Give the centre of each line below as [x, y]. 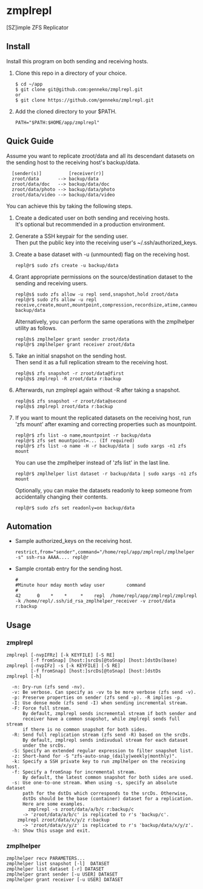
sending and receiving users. [51, 283]
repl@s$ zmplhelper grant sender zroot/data [72, 339]
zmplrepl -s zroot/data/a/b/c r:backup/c [81, 809]
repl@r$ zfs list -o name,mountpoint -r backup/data [83, 435]
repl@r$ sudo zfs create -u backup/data [67, 265]
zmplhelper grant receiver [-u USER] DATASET [65, 880]
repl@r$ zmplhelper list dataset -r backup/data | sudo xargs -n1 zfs [106, 474]
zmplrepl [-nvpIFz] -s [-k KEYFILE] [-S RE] [63, 666]
